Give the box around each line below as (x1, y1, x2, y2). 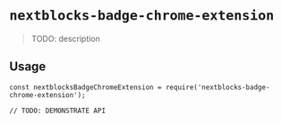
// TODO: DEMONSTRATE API (9, 106, 106, 115)
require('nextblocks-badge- (165, 83, 270, 92)
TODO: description (30, 33, 101, 44)
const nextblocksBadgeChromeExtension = (9, 83, 163, 92)
